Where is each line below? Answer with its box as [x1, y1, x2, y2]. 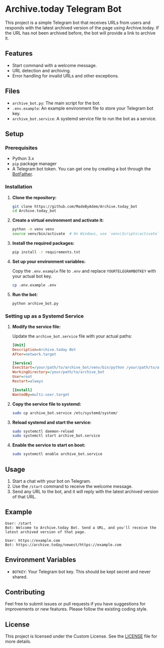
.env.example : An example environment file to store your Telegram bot [12, 105, 154, 111]
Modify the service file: [12, 324, 61, 329]
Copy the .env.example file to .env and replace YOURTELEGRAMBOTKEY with [12, 268, 157, 274]
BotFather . [12, 171, 33, 177]
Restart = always [12, 379, 44, 384]
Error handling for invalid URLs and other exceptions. [12, 72, 119, 79]
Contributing [5, 588, 45, 597]
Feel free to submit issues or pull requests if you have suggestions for [5, 601, 146, 607]
